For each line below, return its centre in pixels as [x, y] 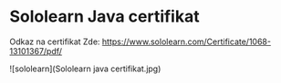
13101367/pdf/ [36, 51]
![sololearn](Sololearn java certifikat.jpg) [85, 69]
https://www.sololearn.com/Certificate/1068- [187, 41]
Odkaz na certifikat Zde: [55, 41]
